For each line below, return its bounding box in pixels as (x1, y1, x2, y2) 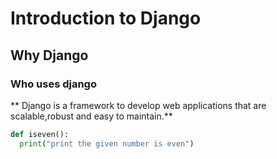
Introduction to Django (10, 7, 202, 30)
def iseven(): (10, 129, 70, 139)
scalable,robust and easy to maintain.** (10, 110, 173, 122)
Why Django (10, 47, 89, 64)
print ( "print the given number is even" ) (19, 138, 195, 149)
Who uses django (10, 77, 97, 91)
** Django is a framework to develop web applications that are (10, 99, 267, 111)
